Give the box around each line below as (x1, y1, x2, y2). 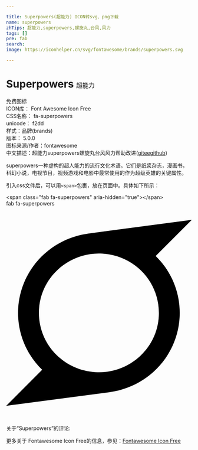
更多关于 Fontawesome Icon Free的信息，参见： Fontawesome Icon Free (6, 437, 181, 444)
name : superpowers (6, 19, 51, 25)
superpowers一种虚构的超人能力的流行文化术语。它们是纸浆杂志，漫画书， (6, 162, 188, 169)
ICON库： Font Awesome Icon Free (6, 105, 91, 112)
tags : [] (6, 30, 28, 36)
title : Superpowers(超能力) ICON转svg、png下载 (6, 14, 119, 19)
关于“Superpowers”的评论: (6, 425, 71, 432)
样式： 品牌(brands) (6, 127, 53, 134)
